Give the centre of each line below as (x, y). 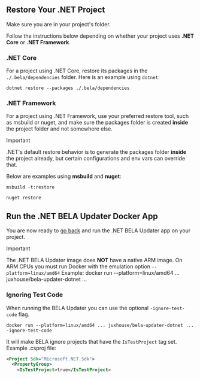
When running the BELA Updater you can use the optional (77, 308)
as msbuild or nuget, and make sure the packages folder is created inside (97, 123)
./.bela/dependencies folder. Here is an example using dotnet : (83, 77)
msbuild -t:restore (31, 187)
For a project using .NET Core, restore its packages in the (77, 71)
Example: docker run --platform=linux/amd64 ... (120, 273)
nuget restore (24, 198)
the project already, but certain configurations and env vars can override (96, 159)
